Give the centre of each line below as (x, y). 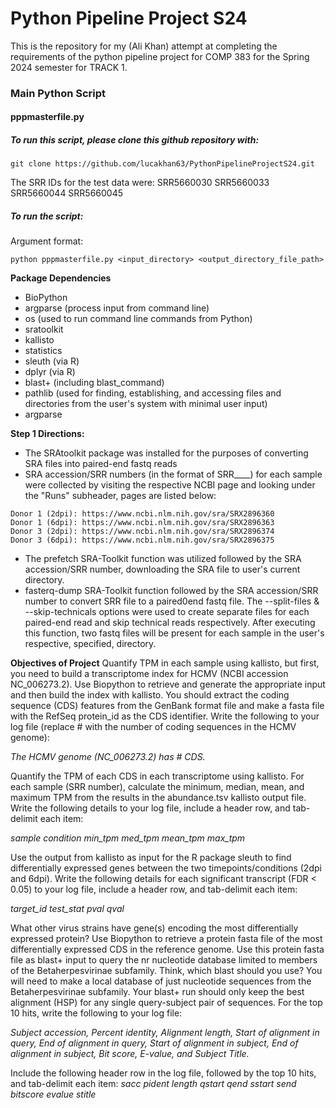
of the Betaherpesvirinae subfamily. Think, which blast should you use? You (166, 971)
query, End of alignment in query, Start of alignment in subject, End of (154, 1043)
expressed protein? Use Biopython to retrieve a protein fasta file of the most (166, 939)
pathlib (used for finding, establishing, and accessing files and (153, 393)
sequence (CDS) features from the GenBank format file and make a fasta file (167, 706)
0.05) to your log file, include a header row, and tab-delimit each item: (154, 889)
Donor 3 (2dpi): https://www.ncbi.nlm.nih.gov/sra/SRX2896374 (142, 532)
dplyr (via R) (50, 372)
